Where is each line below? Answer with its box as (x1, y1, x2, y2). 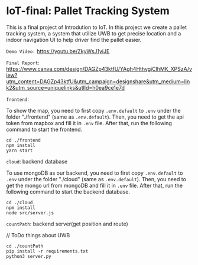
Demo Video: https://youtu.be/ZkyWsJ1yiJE (6, 47, 110, 54)
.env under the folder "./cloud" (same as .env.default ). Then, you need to (6, 175, 186, 182)
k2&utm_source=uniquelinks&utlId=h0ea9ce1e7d (6, 84, 125, 91)
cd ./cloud (6, 199, 33, 205)
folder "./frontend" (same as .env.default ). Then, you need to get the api (6, 113, 184, 120)
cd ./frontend (6, 137, 41, 143)
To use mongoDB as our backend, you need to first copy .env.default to (6, 169, 183, 176)
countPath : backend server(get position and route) (6, 220, 128, 227)
